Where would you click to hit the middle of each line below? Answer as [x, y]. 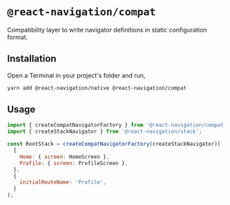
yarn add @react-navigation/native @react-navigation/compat [97, 88]
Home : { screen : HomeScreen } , [65, 157]
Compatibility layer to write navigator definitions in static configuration [107, 30]
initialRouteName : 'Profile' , [63, 182]
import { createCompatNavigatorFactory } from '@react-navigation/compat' [117, 125]
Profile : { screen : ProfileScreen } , [74, 163]
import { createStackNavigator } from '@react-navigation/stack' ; [105, 132]
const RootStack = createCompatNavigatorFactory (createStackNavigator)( [114, 144]
